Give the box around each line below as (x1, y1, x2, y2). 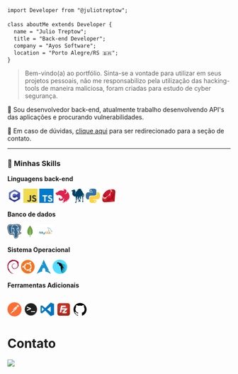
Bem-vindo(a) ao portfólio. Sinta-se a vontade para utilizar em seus (24, 69, 222, 77)
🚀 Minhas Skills (7, 158, 61, 168)
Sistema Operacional (7, 246, 71, 254)
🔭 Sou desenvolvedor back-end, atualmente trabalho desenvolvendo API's (7, 106, 225, 114)
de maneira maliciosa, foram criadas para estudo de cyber (40, 84, 211, 92)
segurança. (24, 92, 58, 100)
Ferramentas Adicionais (7, 281, 79, 290)
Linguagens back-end (7, 175, 74, 183)
